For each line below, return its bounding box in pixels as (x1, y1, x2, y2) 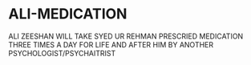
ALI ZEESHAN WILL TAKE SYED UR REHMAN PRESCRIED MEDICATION (8, 31, 244, 41)
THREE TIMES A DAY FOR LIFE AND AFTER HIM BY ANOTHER (8, 39, 214, 49)
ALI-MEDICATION (8, 5, 128, 23)
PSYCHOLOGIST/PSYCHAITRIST (8, 48, 116, 58)
